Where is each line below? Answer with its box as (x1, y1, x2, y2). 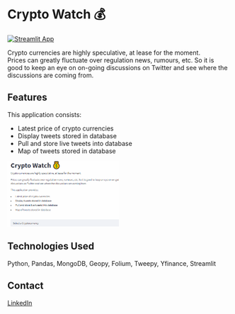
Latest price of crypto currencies (17, 124, 114, 133)
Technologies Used (7, 240, 94, 252)
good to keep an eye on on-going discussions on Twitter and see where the (7, 63, 228, 72)
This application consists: (7, 110, 82, 118)
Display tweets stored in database (17, 131, 117, 140)
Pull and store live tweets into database (17, 139, 132, 147)
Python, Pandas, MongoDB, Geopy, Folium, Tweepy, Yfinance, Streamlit (7, 259, 217, 267)
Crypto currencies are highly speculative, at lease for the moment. (7, 48, 200, 57)
